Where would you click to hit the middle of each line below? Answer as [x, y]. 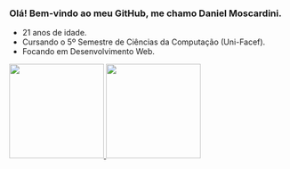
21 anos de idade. [54, 33]
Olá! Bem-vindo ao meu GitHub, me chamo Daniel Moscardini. [145, 13]
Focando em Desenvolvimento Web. [89, 52]
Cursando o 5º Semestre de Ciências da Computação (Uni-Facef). [144, 42]
